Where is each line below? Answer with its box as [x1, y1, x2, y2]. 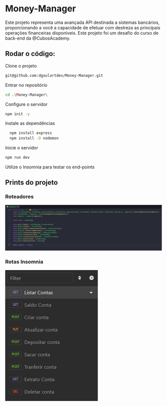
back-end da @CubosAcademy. [5, 35, 71, 41]
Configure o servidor [5, 101, 48, 107]
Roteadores [5, 193, 34, 200]
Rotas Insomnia [5, 259, 44, 266]
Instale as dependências [5, 120, 55, 127]
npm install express [9, 131, 52, 135]
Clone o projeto [5, 63, 37, 68]
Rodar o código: [5, 50, 56, 58]
